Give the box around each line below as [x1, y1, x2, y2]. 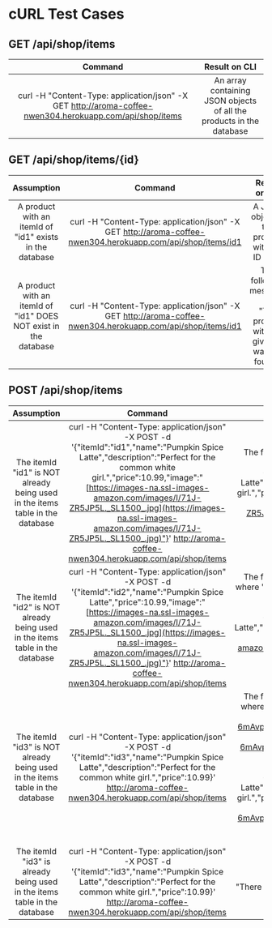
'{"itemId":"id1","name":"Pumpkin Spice [71, 441, 224, 452]
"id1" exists [14, 231, 59, 242]
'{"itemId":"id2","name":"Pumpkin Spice [71, 586, 224, 597]
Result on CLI [204, 62, 257, 72]
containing [210, 85, 251, 96]
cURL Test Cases [8, 5, 125, 24]
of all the [214, 105, 247, 116]
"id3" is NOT [12, 741, 61, 752]
